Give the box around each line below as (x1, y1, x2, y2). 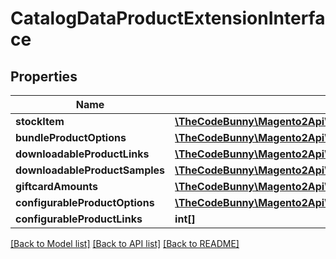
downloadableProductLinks (15, 147, 150, 161)
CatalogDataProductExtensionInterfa (10, 7, 326, 30)
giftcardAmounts (15, 180, 98, 193)
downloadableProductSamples (15, 163, 166, 177)
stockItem (15, 115, 65, 128)
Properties (10, 68, 78, 85)
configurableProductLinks (15, 212, 143, 226)
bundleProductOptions (15, 131, 127, 144)
